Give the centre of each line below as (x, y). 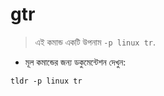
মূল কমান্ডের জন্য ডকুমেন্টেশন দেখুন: (75, 62)
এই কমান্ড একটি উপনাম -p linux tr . (95, 42)
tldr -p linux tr (46, 81)
